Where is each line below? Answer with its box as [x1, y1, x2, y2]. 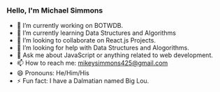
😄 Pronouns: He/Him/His [16, 69, 90, 77]
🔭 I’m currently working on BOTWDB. [16, 22, 124, 30]
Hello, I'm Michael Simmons [6, 6, 103, 15]
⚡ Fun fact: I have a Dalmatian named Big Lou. [16, 77, 149, 85]
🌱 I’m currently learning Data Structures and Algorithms [16, 29, 176, 37]
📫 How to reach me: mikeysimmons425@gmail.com [16, 59, 168, 68]
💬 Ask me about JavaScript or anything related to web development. [16, 51, 214, 59]
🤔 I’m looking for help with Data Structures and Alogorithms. [16, 44, 189, 52]
